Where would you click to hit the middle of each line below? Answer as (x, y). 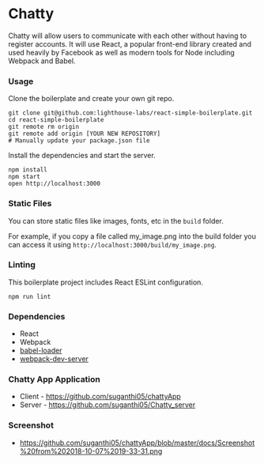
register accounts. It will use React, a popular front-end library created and (130, 43)
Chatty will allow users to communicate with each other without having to (128, 36)
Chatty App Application (55, 379)
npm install (28, 170)
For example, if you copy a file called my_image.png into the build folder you (132, 236)
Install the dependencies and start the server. (82, 156)
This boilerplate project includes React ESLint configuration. (106, 282)
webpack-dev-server (54, 359)
